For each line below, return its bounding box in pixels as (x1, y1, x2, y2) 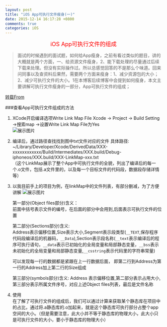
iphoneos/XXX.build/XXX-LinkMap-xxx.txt (12, 155, 99, 161)
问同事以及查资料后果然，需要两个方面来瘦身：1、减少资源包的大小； (17, 71, 159, 77)
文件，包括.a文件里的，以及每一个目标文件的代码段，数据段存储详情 (20, 166, 160, 172)
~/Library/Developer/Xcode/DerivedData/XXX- (12, 144, 108, 150)
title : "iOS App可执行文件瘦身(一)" (5, 12, 76, 17)
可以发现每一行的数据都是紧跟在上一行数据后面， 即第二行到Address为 (12, 258, 158, 264)
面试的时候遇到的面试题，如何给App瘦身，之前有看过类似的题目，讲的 (17, 53, 161, 59)
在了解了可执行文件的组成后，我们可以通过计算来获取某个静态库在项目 (12, 298, 157, 304)
